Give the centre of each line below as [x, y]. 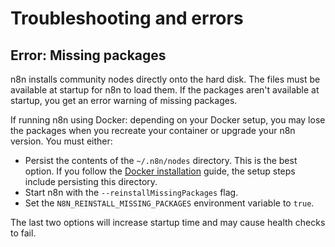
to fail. [23, 233]
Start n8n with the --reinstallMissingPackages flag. [131, 192]
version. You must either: [61, 141]
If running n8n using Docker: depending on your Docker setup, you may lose [168, 120]
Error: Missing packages [88, 55]
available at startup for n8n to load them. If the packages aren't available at [165, 90]
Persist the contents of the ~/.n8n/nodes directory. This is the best [161, 160]
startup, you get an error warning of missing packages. [124, 100]
